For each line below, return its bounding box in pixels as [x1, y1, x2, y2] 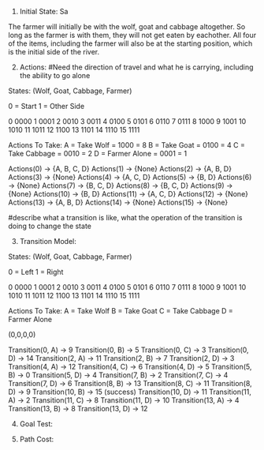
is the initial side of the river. [8, 47, 100, 56]
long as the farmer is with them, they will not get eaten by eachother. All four [8, 31, 257, 39]
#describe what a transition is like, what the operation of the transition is [8, 213, 243, 222]
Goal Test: [19, 419, 54, 429]
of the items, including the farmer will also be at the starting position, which [8, 39, 253, 48]
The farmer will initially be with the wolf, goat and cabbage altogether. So [8, 22, 246, 31]
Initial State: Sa [19, 7, 69, 16]
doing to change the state [8, 221, 92, 231]
